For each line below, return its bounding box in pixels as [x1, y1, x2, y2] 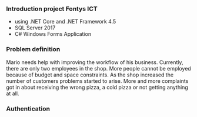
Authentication [6, 105, 50, 113]
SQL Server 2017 [14, 24, 56, 31]
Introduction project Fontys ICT [6, 5, 98, 13]
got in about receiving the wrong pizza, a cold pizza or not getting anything [6, 83, 188, 91]
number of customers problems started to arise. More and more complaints [6, 77, 189, 84]
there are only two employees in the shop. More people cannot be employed [6, 65, 191, 72]
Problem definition [6, 45, 61, 54]
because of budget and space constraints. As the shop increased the [6, 71, 174, 78]
